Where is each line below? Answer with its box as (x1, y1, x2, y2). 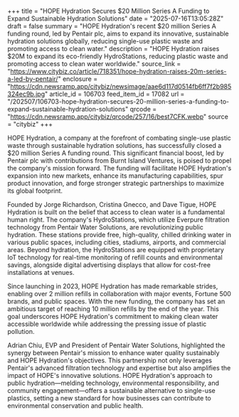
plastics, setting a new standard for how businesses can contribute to (7, 394, 211, 402)
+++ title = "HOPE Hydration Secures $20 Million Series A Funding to (7, 7, 210, 15)
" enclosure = (58, 75, 98, 83)
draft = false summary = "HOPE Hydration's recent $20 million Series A (7, 22, 217, 30)
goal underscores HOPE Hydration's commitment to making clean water (7, 313, 218, 320)
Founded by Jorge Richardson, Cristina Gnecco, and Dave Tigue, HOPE (7, 200, 217, 209)
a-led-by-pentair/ (7, 75, 58, 83)
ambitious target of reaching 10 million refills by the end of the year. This (7, 305, 219, 313)
